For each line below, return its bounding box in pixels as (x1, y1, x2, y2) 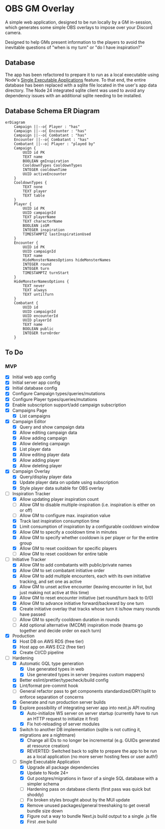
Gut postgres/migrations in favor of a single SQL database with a (27, 775, 158, 781)
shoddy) (27, 792, 44, 798)
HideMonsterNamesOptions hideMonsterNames (23, 257, 111, 262)
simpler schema (27, 781, 59, 787)
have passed (19, 611, 46, 617)
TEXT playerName (23, 214, 56, 219)
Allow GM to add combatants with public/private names (19, 562, 132, 568)
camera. (5, 29, 22, 35)
